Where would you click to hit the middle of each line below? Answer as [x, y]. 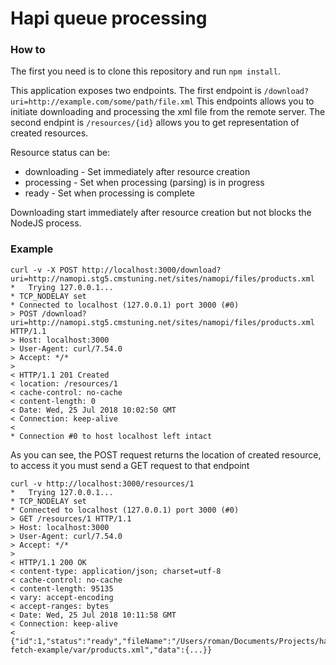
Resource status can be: [60, 153]
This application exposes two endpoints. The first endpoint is [136, 91]
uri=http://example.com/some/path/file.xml [102, 102]
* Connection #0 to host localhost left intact [111, 436]
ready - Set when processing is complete [109, 193]
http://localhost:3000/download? [151, 270]
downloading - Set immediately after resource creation [137, 172]
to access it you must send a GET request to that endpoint [130, 465]
